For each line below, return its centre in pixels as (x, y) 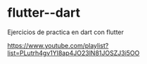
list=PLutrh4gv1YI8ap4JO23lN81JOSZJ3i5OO (73, 53)
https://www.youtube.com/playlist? (58, 45)
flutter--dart (44, 13)
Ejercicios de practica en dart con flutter (66, 32)
